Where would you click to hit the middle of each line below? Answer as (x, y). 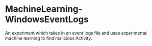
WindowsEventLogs (47, 19)
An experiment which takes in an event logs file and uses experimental (76, 33)
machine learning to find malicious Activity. (49, 38)
